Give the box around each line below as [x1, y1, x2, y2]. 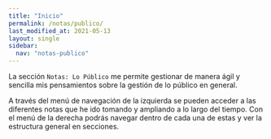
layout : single [8, 34, 60, 43]
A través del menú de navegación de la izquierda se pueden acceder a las [8, 96, 256, 105]
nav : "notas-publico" [15, 49, 90, 57]
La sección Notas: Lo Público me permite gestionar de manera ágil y [8, 72, 240, 81]
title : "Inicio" [8, 11, 63, 20]
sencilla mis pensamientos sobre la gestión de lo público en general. [8, 80, 238, 90]
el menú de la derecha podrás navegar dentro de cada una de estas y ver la [8, 113, 263, 122]
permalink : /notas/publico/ [8, 19, 104, 27]
